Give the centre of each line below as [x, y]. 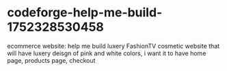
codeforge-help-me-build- [85, 13]
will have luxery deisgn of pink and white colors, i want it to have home [107, 53]
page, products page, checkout [51, 60]
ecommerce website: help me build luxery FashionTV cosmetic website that [113, 46]
